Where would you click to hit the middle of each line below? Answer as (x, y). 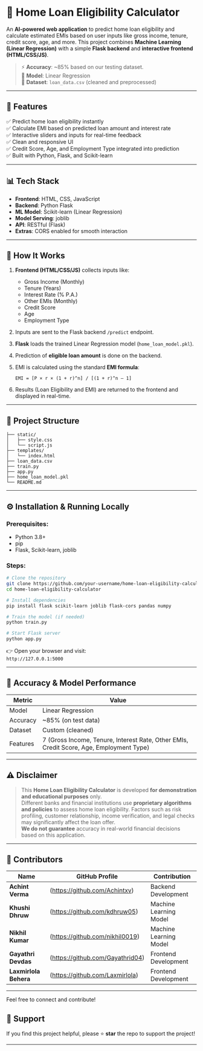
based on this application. (53, 835)
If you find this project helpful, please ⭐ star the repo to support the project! (101, 1033)
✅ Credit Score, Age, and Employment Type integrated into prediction (93, 148)
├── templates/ (25, 451)
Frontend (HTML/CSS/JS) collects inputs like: (72, 270)
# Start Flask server (34, 634)
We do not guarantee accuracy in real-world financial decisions (101, 828)
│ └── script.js (29, 445)
